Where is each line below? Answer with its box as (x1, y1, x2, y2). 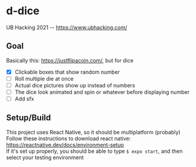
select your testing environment (6, 153, 84, 161)
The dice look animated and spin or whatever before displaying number (14, 88, 190, 96)
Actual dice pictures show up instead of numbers (14, 81, 135, 89)
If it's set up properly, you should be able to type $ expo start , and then (6, 147, 183, 155)
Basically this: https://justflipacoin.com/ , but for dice (6, 56, 134, 64)
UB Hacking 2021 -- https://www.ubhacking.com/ (6, 24, 128, 31)
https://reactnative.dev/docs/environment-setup (6, 141, 124, 148)
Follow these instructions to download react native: (6, 135, 131, 142)
